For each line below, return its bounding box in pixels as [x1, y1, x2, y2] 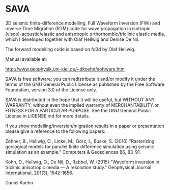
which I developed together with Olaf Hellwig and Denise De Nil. [5, 36, 140, 42]
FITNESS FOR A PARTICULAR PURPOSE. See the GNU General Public [5, 107, 151, 113]
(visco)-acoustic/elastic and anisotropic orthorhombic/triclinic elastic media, [5, 31, 165, 37]
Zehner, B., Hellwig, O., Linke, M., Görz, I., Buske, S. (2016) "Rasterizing [5, 138, 155, 144]
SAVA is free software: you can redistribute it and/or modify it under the [5, 76, 155, 82]
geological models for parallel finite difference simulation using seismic [5, 144, 154, 150]
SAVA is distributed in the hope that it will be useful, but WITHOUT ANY [5, 97, 155, 103]
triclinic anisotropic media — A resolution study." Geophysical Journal [5, 164, 152, 170]
